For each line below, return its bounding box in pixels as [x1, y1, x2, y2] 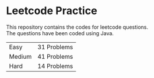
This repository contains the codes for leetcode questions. [6, 23, 149, 30]
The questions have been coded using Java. [6, 29, 114, 36]
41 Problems [37, 52, 74, 60]
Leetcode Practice [6, 4, 97, 18]
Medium [9, 52, 32, 60]
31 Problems [37, 43, 74, 51]
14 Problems [37, 62, 74, 70]
